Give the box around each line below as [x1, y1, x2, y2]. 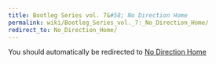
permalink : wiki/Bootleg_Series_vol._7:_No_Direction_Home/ [8, 19, 210, 27]
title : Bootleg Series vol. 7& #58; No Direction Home [8, 11, 189, 20]
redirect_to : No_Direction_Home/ [8, 26, 118, 34]
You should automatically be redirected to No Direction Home [8, 48, 207, 57]
